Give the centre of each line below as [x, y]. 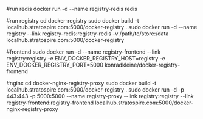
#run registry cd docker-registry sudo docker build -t [73, 20]
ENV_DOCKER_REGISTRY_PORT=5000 [55, 65]
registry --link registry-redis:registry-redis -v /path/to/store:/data [88, 34]
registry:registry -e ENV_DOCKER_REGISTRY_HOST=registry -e [86, 58]
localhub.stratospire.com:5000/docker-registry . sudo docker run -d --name [102, 27]
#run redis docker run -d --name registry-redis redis [72, 9]
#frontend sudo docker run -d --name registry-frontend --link [84, 52]
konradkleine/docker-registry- [142, 65]
